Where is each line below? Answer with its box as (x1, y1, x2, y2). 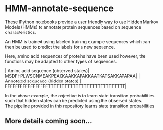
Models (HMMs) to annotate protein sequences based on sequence (5, 24, 142, 30)
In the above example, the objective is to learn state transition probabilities (5, 93, 155, 98)
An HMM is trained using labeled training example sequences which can (5, 38, 150, 44)
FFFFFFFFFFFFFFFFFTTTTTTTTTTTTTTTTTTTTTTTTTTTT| (5, 83, 127, 89)
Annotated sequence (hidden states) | (5, 78, 81, 84)
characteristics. (5, 29, 37, 35)
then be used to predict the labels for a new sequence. (5, 44, 115, 49)
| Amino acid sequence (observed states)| (5, 67, 90, 73)
